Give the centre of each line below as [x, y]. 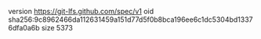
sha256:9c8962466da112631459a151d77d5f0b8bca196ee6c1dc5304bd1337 [130, 19]
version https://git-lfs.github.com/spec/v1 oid [81, 11]
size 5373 [57, 28]
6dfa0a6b [24, 28]
